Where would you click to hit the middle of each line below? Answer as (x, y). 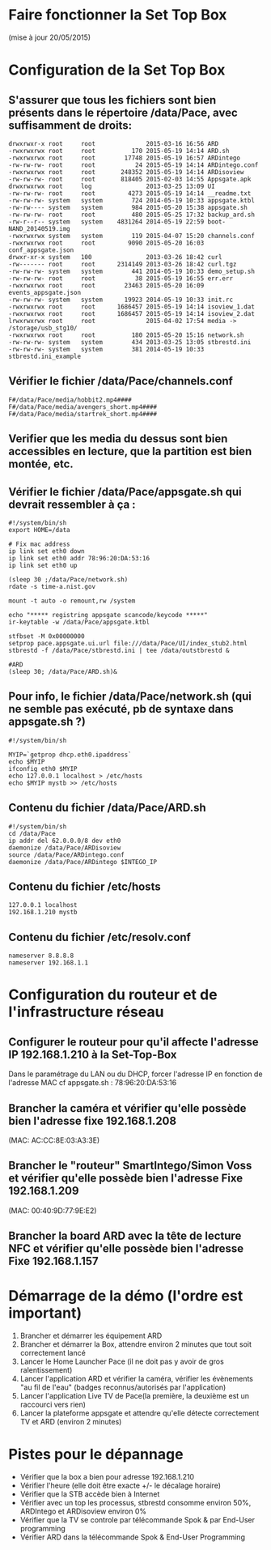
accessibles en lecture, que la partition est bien (130, 451)
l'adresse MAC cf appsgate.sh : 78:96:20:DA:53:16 (93, 1083)
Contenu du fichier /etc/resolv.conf (100, 937)
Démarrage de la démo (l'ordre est (126, 1296)
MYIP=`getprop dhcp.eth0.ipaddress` (70, 755)
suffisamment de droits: (70, 125)
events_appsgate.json (45, 292)
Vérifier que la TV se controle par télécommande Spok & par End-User (137, 1520)
